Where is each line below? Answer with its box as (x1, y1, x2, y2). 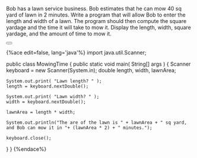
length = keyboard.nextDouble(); (6, 83, 89, 89)
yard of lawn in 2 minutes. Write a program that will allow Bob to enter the (6, 11, 186, 18)
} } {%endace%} (6, 146, 47, 153)
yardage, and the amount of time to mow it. (6, 30, 112, 37)
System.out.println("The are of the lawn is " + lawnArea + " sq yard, (6, 120, 187, 125)
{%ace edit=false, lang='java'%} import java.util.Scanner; (6, 49, 147, 56)
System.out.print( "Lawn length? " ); (6, 78, 102, 84)
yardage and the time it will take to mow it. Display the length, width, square (6, 24, 191, 31)
